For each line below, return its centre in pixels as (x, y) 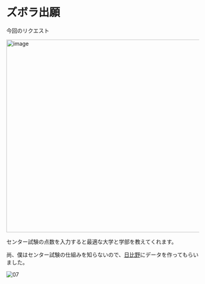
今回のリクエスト (28, 31)
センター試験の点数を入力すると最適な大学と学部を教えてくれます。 (92, 241)
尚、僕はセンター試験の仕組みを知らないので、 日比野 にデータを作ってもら (100, 255)
